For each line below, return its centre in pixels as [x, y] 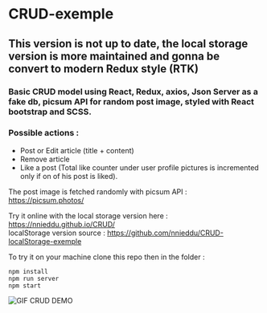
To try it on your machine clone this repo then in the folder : [107, 257]
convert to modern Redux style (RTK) [104, 69]
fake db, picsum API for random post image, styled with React [131, 101]
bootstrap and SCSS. [50, 112]
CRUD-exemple [61, 14]
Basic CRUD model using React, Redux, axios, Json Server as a [133, 91]
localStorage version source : [57, 233]
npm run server [34, 278]
